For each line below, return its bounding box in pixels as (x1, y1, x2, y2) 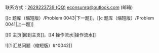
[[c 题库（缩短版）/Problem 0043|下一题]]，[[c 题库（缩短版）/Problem (5, 15, 154, 21)
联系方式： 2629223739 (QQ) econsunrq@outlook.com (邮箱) (5, 4, 133, 10)
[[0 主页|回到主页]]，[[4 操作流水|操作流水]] (5, 32, 96, 37)
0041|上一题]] (5, 21, 34, 27)
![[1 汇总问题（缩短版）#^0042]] (5, 42, 72, 48)
